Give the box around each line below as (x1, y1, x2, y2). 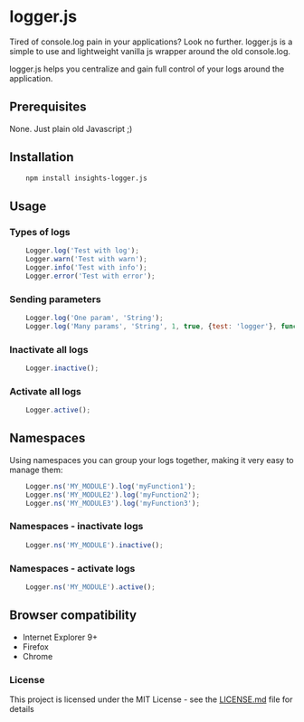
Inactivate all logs (9, 343, 89, 356)
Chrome (22, 651, 53, 661)
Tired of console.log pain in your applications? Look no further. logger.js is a (9, 36, 293, 47)
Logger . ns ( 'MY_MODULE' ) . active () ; (25, 582, 156, 592)
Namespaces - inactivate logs (9, 520, 144, 533)
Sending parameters (9, 292, 101, 305)
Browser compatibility (9, 608, 138, 623)
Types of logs (9, 225, 71, 238)
